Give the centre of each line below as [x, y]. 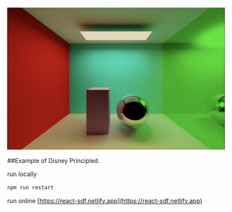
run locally [22, 174]
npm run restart [30, 187]
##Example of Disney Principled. [54, 160]
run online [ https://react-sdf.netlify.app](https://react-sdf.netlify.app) [105, 200]
